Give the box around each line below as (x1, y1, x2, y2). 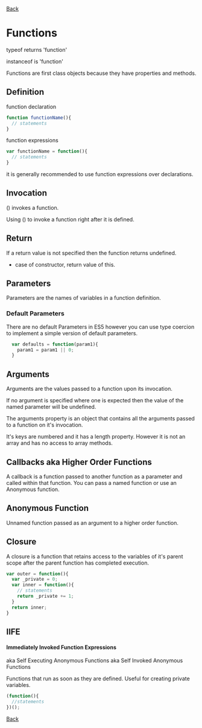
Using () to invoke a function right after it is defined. (6, 215, 134, 223)
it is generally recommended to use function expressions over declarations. (6, 171, 194, 177)
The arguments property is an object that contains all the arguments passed (6, 415, 195, 422)
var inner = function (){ (11, 582, 74, 588)
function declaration (6, 103, 57, 110)
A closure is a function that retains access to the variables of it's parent (6, 552, 183, 560)
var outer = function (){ (6, 571, 69, 577)
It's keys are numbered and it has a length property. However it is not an (6, 433, 186, 440)
